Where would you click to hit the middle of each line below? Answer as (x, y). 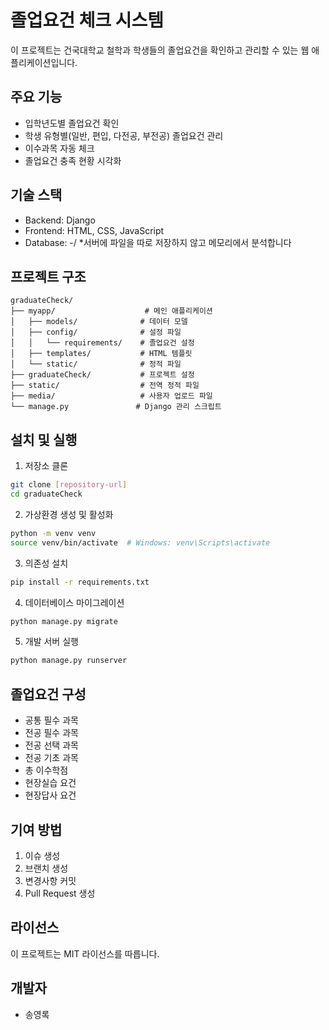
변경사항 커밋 (50, 880)
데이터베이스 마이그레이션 (74, 602)
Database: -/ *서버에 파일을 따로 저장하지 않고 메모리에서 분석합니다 (158, 242)
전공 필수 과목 (51, 733)
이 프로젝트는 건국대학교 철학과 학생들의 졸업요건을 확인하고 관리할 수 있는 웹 (160, 50)
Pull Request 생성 (60, 893)
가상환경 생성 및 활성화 (69, 514)
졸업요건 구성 (48, 694)
